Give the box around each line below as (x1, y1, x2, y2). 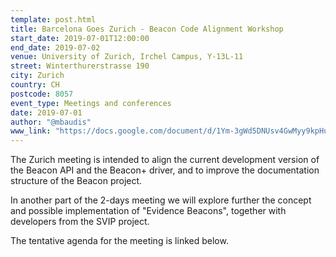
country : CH (10, 80, 60, 90)
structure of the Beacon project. (10, 175, 143, 187)
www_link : (10, 126, 52, 136)
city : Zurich (10, 71, 65, 81)
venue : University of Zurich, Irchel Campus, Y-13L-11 (10, 52, 244, 62)
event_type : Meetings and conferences (10, 98, 172, 108)
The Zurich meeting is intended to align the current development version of (10, 154, 320, 166)
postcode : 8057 (10, 89, 74, 99)
